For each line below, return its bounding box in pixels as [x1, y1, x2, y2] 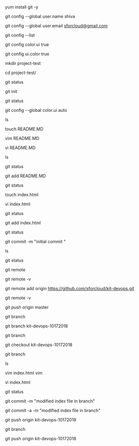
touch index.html [5, 192, 39, 198]
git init [5, 89, 18, 94]
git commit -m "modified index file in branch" [5, 398, 95, 404]
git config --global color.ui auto [5, 108, 67, 113]
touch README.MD [5, 126, 44, 132]
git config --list [5, 32, 35, 38]
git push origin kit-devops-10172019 [5, 417, 77, 423]
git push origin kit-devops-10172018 [5, 436, 77, 441]
